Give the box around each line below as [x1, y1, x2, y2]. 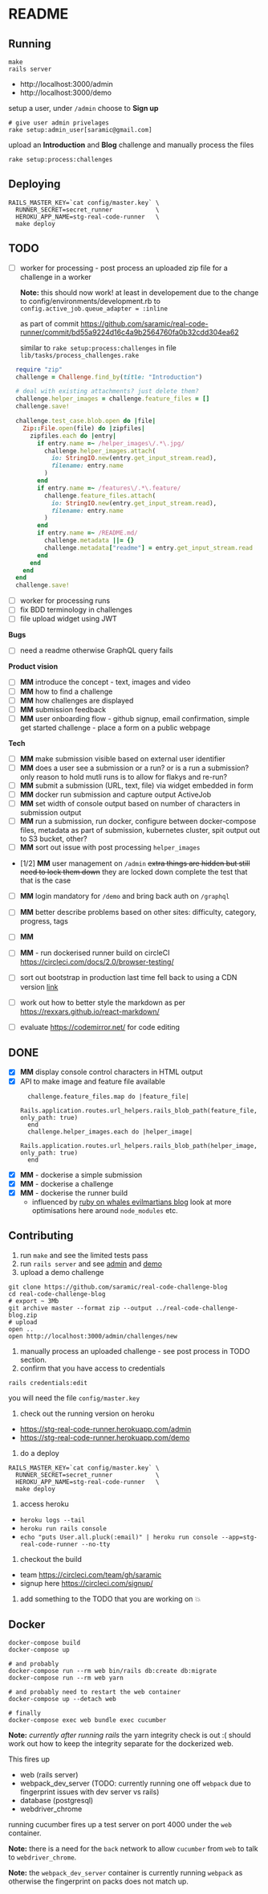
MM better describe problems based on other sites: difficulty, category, [19, 908, 257, 917]
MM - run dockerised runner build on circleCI [19, 948, 170, 957]
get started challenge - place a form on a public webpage [19, 723, 211, 732]
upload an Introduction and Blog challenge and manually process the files [8, 140, 254, 150]
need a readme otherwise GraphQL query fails [19, 646, 174, 655]
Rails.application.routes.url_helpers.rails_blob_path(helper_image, [19, 1142, 258, 1150]
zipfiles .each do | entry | [29, 432, 116, 440]
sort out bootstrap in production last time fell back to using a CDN [19, 973, 238, 982]
